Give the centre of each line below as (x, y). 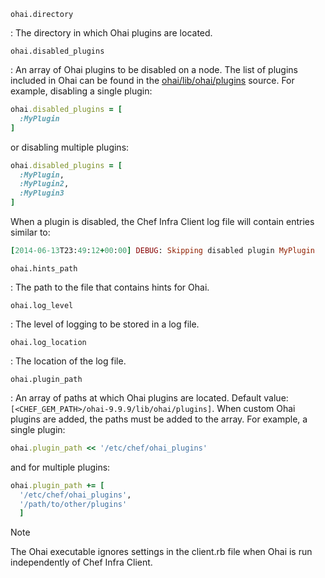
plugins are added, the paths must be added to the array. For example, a (159, 419)
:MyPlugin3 (42, 193)
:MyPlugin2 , (44, 184)
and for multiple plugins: (60, 467)
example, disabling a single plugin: (81, 91)
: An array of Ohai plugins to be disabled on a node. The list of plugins (154, 69)
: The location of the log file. (68, 361)
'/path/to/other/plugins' (73, 504)
